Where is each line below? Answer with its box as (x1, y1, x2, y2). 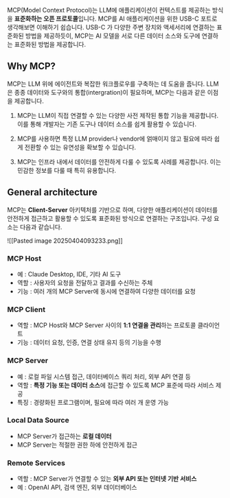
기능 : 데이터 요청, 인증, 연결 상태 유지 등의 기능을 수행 (16, 338, 161, 346)
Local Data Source (7, 416, 70, 425)
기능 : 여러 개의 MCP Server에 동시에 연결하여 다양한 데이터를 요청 (16, 287, 196, 295)
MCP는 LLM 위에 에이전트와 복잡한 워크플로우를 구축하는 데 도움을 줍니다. (7, 80, 205, 88)
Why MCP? (7, 60, 56, 72)
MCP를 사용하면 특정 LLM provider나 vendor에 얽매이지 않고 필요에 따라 (16, 134, 213, 143)
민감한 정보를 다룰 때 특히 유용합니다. (16, 166, 117, 174)
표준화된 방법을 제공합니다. (14, 40, 87, 48)
